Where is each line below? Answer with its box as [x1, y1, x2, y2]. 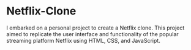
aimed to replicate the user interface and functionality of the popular [6, 30, 179, 37]
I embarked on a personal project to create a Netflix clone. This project [6, 24, 185, 31]
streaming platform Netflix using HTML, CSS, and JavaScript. [6, 37, 160, 44]
